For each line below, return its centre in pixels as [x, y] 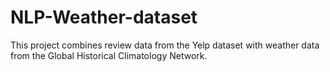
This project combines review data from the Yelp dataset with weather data [165, 45]
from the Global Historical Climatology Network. [109, 55]
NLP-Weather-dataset [104, 17]
